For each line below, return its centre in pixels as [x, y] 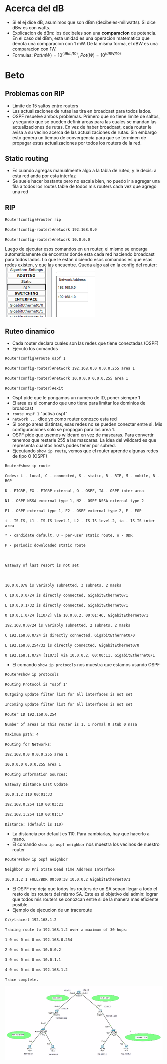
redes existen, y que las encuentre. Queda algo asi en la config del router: [81, 265]
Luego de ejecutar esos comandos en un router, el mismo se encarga [77, 249]
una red [20, 192]
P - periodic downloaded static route [45, 546]
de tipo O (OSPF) [30, 456]
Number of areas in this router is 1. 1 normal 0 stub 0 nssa [71, 725]
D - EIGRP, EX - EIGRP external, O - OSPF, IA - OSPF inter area [74, 491]
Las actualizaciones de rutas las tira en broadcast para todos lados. [82, 111]
